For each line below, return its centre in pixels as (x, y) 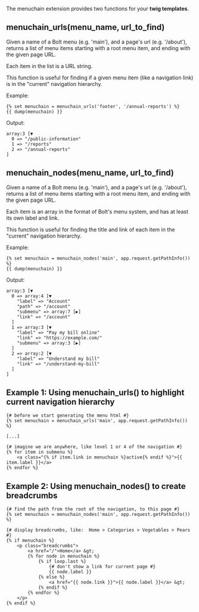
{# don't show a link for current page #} (102, 567)
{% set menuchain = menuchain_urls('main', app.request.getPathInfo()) (97, 421)
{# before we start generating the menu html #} (68, 416)
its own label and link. (33, 218)
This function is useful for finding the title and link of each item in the (91, 229)
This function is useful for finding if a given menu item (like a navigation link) (100, 78)
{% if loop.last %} (62, 562)
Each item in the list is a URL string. (49, 66)
